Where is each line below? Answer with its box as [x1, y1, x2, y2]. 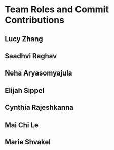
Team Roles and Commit [5, 4, 109, 15]
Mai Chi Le [5, 121, 39, 129]
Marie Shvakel [5, 138, 51, 146]
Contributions [5, 14, 64, 26]
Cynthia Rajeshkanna [5, 103, 74, 112]
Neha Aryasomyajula [5, 69, 72, 78]
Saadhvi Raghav [5, 52, 57, 60]
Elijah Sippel [5, 86, 45, 95]
